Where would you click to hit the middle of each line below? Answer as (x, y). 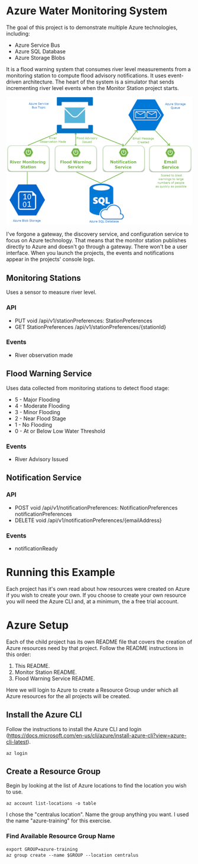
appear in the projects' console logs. (51, 260)
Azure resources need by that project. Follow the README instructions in (95, 648)
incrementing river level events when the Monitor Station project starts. (92, 88)
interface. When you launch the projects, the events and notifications (90, 253)
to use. (14, 792)
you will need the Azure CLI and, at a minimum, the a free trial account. (92, 601)
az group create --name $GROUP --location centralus (72, 855)
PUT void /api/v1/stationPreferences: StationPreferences (83, 321)
